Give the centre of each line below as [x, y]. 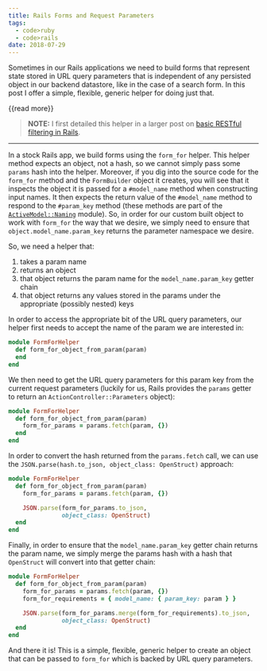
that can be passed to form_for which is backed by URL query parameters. [130, 659]
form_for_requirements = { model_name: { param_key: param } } [130, 599]
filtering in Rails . [54, 133]
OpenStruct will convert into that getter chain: [82, 562]
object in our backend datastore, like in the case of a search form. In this [127, 85]
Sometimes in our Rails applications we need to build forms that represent [129, 67]
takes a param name [53, 262]
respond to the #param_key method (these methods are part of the [116, 206]
